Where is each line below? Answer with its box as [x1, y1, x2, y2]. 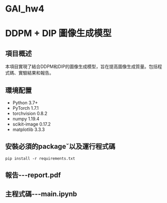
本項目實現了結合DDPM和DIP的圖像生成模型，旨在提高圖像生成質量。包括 [5, 63, 158, 70]
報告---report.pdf [5, 171, 61, 179]
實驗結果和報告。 [18, 70, 54, 76]
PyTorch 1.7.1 [12, 105, 39, 111]
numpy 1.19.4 [12, 116, 40, 121]
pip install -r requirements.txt [5, 156, 75, 161]
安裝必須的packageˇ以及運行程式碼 [5, 142, 116, 151]
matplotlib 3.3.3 [12, 126, 45, 132]
